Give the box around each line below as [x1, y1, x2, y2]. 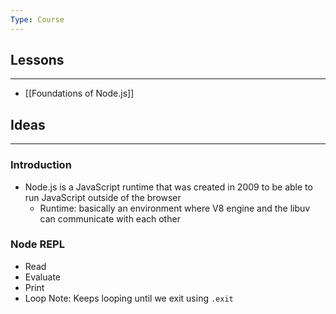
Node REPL [10, 237, 65, 251]
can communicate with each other [39, 212, 181, 225]
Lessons [10, 52, 65, 69]
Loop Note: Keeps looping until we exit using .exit [24, 292, 234, 304]
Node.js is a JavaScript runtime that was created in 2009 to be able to [24, 181, 313, 193]
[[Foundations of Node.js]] [24, 87, 135, 100]
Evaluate [24, 271, 62, 283]
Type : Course [10, 14, 65, 25]
